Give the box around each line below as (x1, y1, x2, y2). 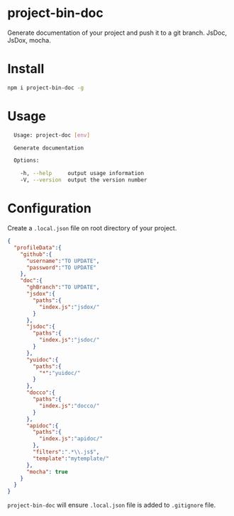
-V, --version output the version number (20, 176, 147, 184)
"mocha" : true (26, 468, 69, 476)
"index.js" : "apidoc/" (38, 435, 103, 442)
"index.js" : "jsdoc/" (38, 337, 100, 344)
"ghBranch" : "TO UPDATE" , (26, 284, 100, 291)
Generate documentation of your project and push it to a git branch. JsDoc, (7, 28, 228, 37)
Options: (13, 157, 40, 164)
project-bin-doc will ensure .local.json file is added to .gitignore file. (7, 501, 216, 510)
